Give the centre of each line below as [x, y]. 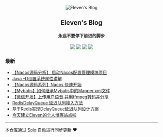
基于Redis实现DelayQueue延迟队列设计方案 [55, 109]
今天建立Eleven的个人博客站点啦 [44, 115]
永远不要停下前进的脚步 [81, 35]
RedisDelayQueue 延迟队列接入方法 [48, 103]
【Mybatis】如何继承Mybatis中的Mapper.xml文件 [61, 90]
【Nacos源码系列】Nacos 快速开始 [47, 85]
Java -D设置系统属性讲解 [37, 78]
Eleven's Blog [81, 23]
